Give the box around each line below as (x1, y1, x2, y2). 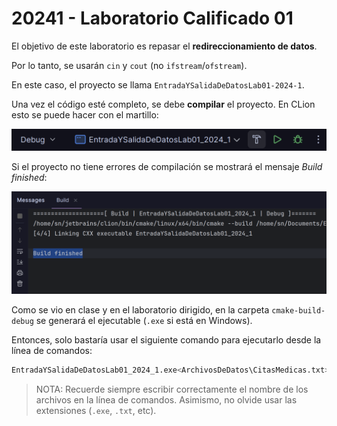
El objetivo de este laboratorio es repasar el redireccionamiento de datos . (11, 40, 318, 52)
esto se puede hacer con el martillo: (11, 108, 159, 121)
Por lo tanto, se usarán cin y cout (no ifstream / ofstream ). (11, 59, 248, 71)
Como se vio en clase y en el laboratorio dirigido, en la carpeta (11, 304, 270, 316)
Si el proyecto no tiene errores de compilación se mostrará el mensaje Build (11, 160, 323, 172)
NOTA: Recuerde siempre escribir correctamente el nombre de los (35, 383, 309, 396)
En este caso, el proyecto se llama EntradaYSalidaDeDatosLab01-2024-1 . (11, 78, 305, 91)
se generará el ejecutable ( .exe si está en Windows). (35, 315, 253, 327)
